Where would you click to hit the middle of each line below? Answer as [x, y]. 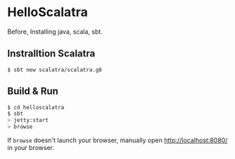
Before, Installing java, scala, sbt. [55, 32]
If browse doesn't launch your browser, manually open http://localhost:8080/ [118, 140]
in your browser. [31, 148]
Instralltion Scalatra [51, 54]
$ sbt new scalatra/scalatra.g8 [55, 70]
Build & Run [33, 91]
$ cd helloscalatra [36, 107]
